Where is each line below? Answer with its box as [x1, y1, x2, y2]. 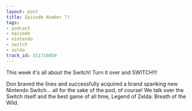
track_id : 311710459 [6, 53, 57, 58]
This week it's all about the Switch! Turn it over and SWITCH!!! [6, 68, 158, 76]
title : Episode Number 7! [6, 14, 70, 20]
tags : [6, 19, 20, 25]
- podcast [6, 25, 31, 31]
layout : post [6, 8, 39, 15]
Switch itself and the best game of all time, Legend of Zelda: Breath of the [6, 93, 187, 100]
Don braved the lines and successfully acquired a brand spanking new [6, 80, 178, 87]
